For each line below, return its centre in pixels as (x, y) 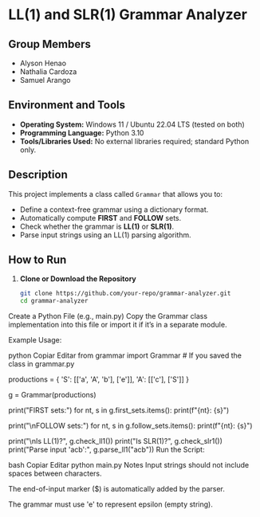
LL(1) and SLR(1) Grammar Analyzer (128, 15)
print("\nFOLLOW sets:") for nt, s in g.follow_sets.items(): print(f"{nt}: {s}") (130, 426)
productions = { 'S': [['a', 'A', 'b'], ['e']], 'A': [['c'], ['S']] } (99, 379)
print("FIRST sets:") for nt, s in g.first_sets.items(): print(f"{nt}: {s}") (119, 410)
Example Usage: (35, 340)
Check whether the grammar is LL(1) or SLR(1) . (97, 226)
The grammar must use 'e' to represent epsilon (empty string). (110, 504)
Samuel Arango (45, 80)
